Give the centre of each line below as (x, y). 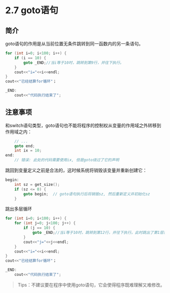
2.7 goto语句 (32, 10)
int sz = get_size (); (37, 184)
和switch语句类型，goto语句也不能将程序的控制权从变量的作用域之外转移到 (83, 125)
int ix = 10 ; (28, 151)
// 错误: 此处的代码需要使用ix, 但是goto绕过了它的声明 (67, 160)
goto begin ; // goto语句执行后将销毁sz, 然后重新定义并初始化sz (87, 194)
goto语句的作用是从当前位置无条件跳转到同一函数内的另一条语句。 (74, 44)
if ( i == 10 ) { (30, 58)
